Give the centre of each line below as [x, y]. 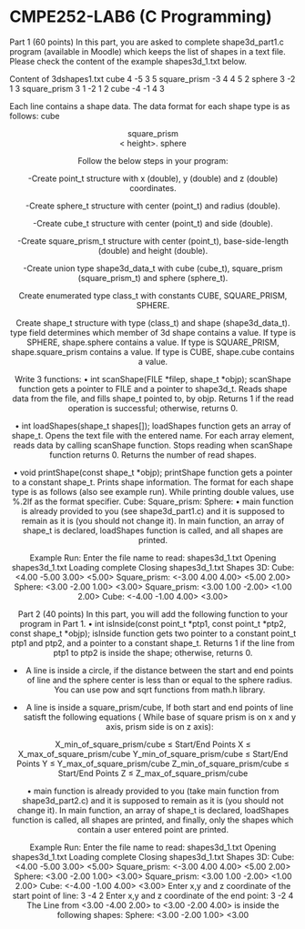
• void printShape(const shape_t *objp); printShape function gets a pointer [153, 472]
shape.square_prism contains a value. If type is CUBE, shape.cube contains [153, 351]
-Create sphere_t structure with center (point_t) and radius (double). [153, 206]
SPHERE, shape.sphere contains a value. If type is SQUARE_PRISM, [153, 342]
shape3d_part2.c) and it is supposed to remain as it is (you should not [153, 800]
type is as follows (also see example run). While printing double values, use [153, 491]
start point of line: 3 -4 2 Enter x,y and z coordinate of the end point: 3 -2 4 [153, 895]
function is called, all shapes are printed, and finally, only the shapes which [153, 820]
